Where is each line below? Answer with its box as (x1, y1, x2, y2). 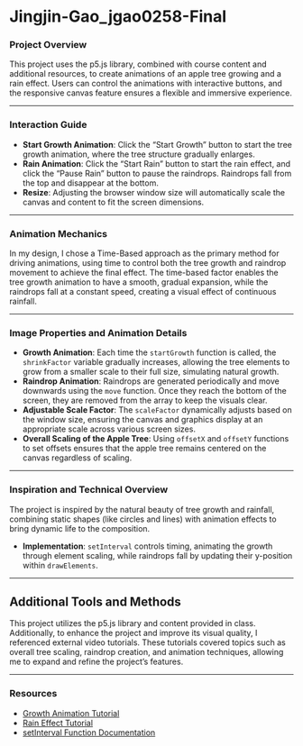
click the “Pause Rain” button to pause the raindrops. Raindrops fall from (22, 168, 292, 178)
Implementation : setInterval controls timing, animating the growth (22, 541, 273, 551)
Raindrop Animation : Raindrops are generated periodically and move (22, 376, 280, 387)
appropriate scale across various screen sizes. (22, 423, 197, 434)
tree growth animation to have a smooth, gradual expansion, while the (9, 277, 269, 287)
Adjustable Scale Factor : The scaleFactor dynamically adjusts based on (22, 405, 293, 415)
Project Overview (9, 39, 87, 51)
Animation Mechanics (9, 227, 108, 240)
